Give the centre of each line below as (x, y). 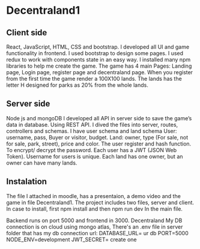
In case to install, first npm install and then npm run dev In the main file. (95, 209)
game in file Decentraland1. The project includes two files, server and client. (100, 202)
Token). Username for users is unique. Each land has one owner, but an (95, 156)
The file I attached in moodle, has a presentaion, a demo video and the (94, 196)
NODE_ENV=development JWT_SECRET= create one (71, 239)
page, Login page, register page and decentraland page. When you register (100, 72)
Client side (27, 33)
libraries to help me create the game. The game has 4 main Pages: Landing (99, 66)
